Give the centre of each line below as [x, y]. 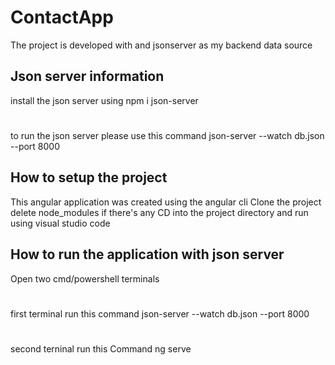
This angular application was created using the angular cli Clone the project [166, 202]
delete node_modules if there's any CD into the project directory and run [159, 212]
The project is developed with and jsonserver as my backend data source [161, 45]
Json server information [87, 76]
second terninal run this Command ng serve [101, 348]
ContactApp [62, 17]
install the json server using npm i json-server [104, 100]
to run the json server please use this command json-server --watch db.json [167, 135]
